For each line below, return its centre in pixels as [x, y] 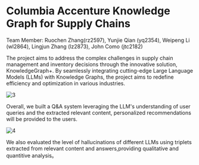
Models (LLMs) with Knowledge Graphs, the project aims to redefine [90, 77]
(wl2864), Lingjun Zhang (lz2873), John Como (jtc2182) [74, 46]
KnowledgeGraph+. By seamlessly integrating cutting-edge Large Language [100, 70]
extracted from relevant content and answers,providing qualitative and [92, 148]
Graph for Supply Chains [69, 24]
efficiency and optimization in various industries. [66, 83]
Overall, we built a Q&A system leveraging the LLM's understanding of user [98, 106]
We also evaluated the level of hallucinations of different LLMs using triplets [99, 142]
